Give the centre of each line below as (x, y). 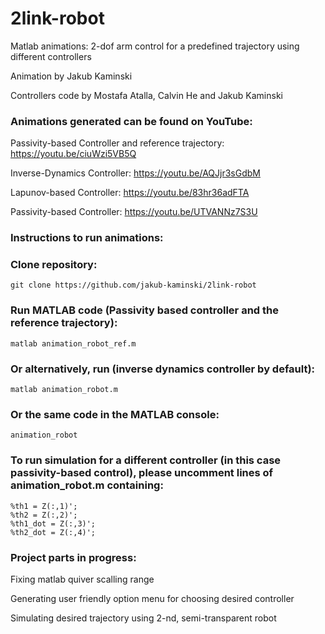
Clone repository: (54, 265)
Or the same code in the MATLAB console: (115, 414)
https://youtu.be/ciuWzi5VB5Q (73, 154)
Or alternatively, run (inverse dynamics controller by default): (163, 369)
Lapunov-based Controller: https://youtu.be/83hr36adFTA (130, 193)
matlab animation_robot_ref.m (73, 343)
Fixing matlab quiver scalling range (82, 579)
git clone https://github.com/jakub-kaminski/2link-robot (133, 285)
